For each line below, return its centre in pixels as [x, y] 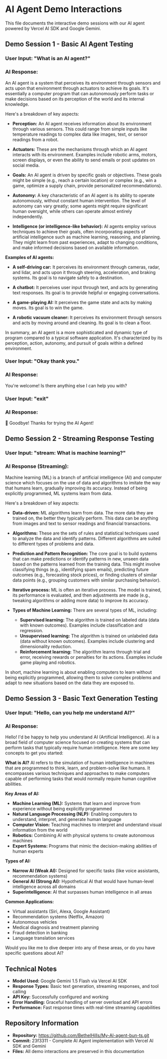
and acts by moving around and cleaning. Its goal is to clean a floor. [82, 323]
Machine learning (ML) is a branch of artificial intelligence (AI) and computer [83, 477]
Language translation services [43, 938]
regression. [31, 630]
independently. [28, 216]
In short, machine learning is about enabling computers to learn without [79, 672]
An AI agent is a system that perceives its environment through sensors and [83, 83]
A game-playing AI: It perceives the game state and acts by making [82, 302]
